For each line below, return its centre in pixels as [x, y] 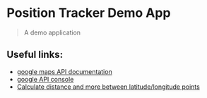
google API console [45, 79]
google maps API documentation [64, 71]
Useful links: [35, 55]
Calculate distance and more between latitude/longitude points [108, 87]
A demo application [52, 32]
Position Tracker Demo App [89, 13]
